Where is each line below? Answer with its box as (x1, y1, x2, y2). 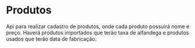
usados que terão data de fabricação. (6, 35, 97, 42)
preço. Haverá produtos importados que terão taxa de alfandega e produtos (6, 29, 189, 36)
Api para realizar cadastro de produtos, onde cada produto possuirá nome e (6, 23, 190, 30)
